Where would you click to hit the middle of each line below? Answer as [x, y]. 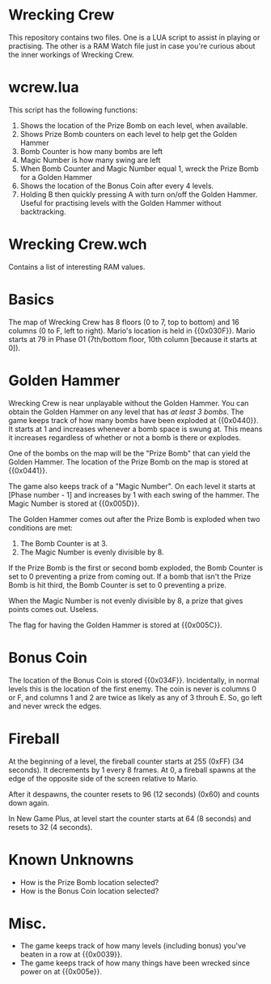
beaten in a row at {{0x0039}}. [71, 955]
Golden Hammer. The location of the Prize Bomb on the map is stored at [128, 462]
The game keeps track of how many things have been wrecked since [135, 963]
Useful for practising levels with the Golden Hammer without [121, 203]
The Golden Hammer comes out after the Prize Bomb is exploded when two [134, 519]
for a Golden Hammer [56, 177]
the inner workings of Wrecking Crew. [72, 54]
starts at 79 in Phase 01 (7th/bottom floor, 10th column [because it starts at [133, 339]
